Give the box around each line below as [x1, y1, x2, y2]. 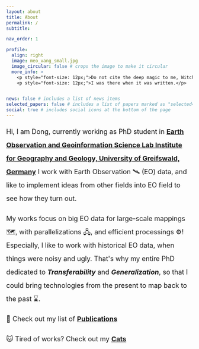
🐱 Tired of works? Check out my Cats [6, 334, 127, 343]
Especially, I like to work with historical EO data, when [6, 241, 175, 250]
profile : [6, 47, 28, 53]
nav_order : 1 [6, 36, 38, 42]
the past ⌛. [6, 294, 41, 303]
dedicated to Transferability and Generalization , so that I [6, 268, 188, 276]
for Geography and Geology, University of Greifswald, [6, 154, 180, 162]
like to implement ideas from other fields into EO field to [6, 181, 181, 189]
